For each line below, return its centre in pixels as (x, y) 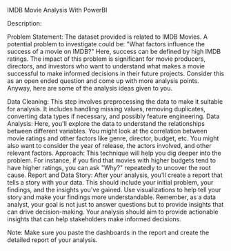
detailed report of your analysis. (52, 240)
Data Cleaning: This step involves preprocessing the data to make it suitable (115, 102)
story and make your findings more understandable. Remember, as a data (111, 197)
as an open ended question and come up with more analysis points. (103, 81)
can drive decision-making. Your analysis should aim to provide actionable (113, 212)
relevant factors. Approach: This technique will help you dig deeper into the (114, 153)
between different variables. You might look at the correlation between (108, 131)
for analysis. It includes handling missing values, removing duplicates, (106, 109)
